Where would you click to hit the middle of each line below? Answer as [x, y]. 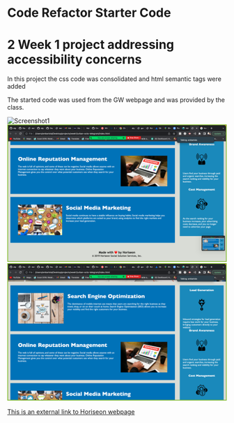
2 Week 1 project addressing [91, 45]
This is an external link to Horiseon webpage [71, 412]
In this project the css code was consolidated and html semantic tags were [114, 79]
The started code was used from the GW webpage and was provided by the [116, 100]
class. [16, 107]
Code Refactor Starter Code [89, 13]
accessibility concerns [75, 60]
